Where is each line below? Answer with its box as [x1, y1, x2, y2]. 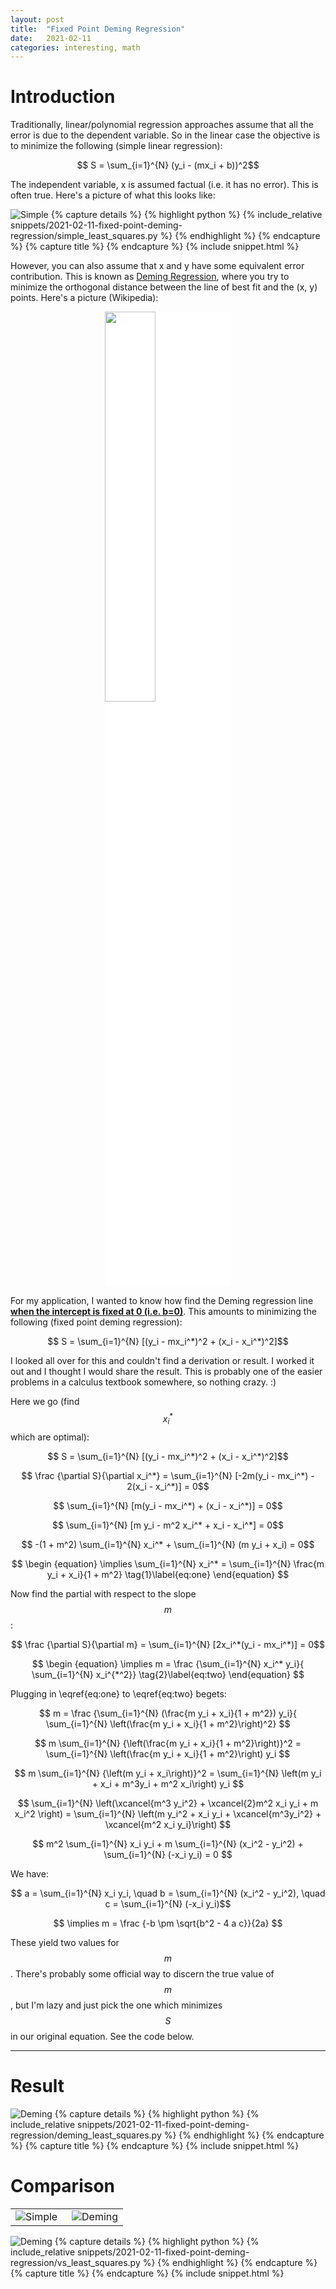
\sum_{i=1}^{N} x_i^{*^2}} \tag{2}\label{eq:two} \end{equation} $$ [31, 1668, 305, 1680]
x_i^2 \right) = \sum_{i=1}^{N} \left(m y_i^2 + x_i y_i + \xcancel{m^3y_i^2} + [14, 1807, 322, 1820]
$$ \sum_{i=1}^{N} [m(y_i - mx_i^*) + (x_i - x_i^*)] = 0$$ [53, 1499, 283, 1511]
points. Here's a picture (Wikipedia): [10, 292, 159, 304]
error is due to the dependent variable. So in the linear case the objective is [10, 129, 321, 141]
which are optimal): [10, 1431, 90, 1443]
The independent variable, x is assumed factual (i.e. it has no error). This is [10, 179, 319, 191]
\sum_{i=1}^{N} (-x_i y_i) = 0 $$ [103, 1848, 233, 1860]
